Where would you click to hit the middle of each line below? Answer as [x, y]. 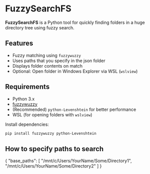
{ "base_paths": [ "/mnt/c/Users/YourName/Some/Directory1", [69, 161]
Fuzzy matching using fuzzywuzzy [46, 55]
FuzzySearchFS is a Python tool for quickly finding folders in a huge [75, 22]
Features [19, 43]
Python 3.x [23, 99]
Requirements [27, 87]
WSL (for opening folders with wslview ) [52, 114]
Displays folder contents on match [47, 66]
